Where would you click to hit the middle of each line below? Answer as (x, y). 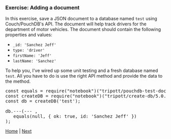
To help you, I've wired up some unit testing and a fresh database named (82, 71)
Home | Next (19, 131)
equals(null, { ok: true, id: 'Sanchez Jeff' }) (75, 116)
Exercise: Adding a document (42, 8)
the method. (18, 81)
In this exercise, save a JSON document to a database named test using (81, 19)
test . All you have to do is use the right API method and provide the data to (84, 76)
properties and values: (29, 35)
